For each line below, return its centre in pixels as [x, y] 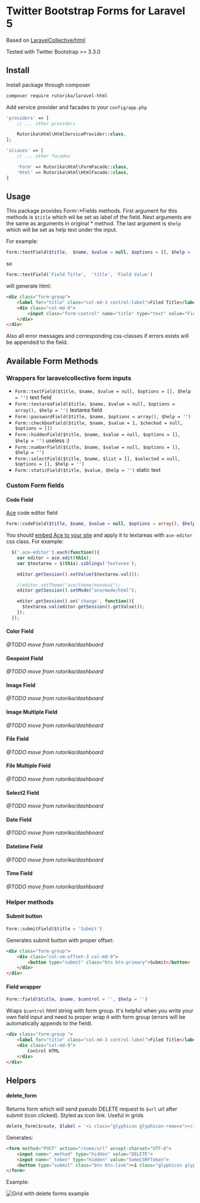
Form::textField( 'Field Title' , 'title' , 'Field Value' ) [79, 275]
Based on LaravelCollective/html [46, 40]
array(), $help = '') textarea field [58, 410]
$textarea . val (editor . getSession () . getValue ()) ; [83, 607]
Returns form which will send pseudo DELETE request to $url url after [92, 1109]
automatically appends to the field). [50, 1024]
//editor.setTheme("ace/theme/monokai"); [69, 585]
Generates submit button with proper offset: [60, 940]
